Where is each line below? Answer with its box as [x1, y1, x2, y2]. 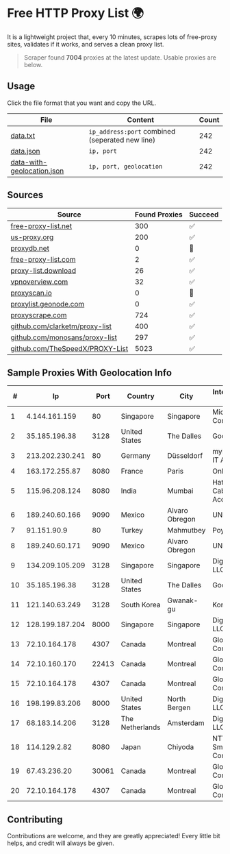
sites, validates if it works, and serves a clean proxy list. [7, 40, 164, 48]
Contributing [7, 814, 63, 825]
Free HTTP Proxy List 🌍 [7, 5, 144, 21]
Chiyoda [167, 742, 194, 752]
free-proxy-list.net [10, 221, 73, 230]
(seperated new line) [88, 135, 156, 145]
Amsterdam [167, 718, 205, 728]
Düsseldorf [167, 451, 203, 461]
